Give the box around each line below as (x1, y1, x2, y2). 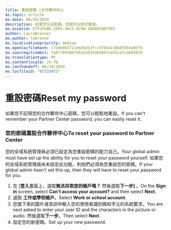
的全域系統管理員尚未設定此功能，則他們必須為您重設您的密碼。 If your (5, 161, 153, 167)
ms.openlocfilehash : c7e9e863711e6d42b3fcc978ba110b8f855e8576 (5, 45, 143, 50)
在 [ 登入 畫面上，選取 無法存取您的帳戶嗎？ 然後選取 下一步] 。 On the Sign (12, 183, 166, 189)
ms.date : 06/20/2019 (5, 17, 50, 22)
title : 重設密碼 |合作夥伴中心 (5, 7, 64, 13)
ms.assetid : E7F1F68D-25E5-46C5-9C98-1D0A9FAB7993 (5, 26, 115, 32)
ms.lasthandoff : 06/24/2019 (5, 64, 65, 69)
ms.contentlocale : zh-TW (5, 60, 58, 65)
